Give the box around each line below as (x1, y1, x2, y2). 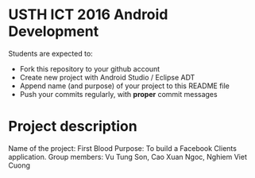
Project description (8, 118, 137, 136)
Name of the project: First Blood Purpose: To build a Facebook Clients (8, 143, 237, 153)
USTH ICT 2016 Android (8, 6, 168, 24)
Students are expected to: (8, 48, 93, 58)
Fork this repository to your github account (19, 64, 160, 73)
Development (8, 22, 99, 41)
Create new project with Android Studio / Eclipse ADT (19, 72, 195, 82)
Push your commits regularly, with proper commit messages (19, 89, 218, 99)
